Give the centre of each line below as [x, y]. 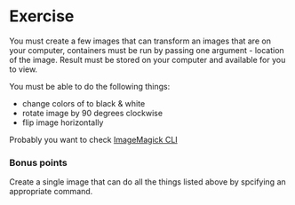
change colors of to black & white [84, 103]
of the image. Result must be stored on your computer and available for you [147, 59]
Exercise [42, 16]
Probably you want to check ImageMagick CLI [93, 139]
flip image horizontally [63, 122]
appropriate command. [51, 192]
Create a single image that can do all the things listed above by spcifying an [147, 182]
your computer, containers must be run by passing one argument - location [147, 50]
